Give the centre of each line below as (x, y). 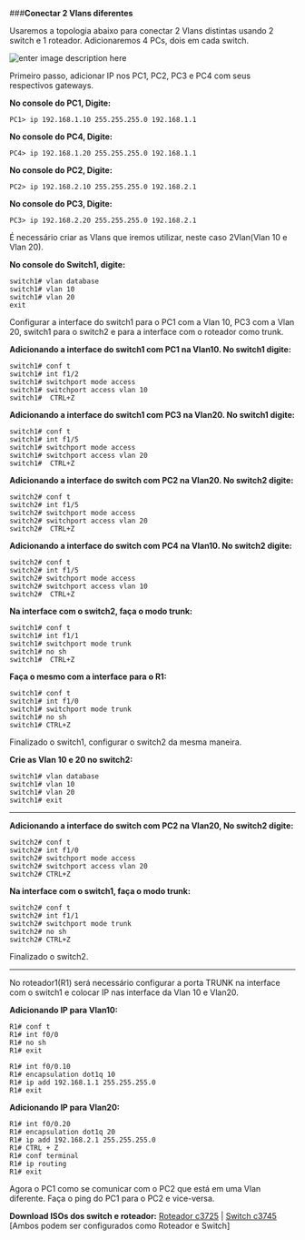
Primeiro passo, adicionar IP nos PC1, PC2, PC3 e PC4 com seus (130, 76)
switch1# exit (36, 800)
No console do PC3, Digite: (61, 203)
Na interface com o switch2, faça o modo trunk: (101, 611)
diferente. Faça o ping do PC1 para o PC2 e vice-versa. (112, 1198)
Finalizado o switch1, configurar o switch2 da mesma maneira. (126, 742)
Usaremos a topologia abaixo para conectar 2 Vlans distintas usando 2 (142, 30)
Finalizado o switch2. (49, 956)
